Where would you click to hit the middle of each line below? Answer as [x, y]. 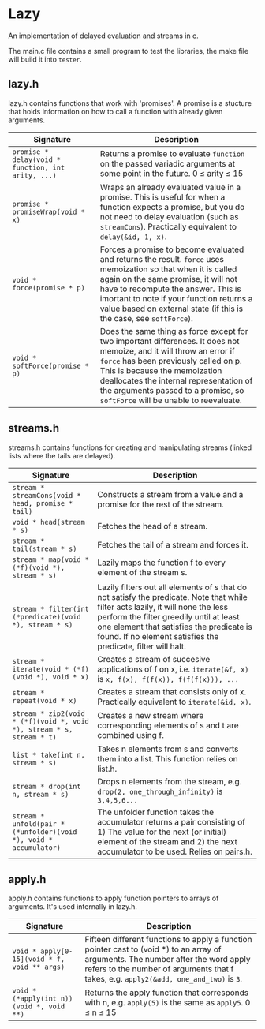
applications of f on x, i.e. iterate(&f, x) [173, 669]
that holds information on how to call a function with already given [116, 111]
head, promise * [43, 503]
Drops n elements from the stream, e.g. [170, 781]
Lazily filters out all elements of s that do [172, 587]
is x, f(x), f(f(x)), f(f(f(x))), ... [168, 679]
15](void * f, [39, 959]
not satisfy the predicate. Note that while [172, 597]
